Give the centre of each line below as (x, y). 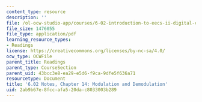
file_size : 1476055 (31, 28)
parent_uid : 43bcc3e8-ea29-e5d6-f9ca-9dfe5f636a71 (71, 73)
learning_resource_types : (38, 40)
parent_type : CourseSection (41, 67)
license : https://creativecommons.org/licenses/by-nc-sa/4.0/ (86, 51)
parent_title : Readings (36, 62)
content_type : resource (36, 12)
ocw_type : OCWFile (29, 56)
